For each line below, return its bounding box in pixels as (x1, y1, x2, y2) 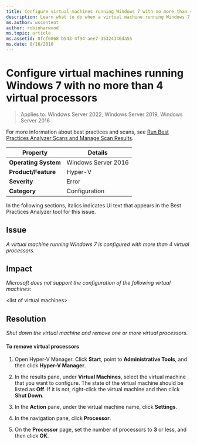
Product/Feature (9, 168, 56, 176)
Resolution (6, 314, 46, 324)
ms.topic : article (6, 30, 51, 36)
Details (87, 148, 108, 156)
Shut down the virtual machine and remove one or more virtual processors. (6, 329, 188, 337)
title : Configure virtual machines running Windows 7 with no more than (6, 8, 188, 15)
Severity (9, 177, 33, 185)
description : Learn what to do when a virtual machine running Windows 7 (6, 14, 191, 20)
